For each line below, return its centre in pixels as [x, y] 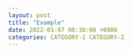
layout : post [29, 15]
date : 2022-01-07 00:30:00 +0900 [63, 30]
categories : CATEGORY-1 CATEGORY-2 [66, 37]
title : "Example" [37, 23]
